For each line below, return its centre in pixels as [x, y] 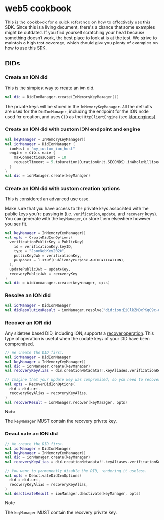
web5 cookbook [38, 9]
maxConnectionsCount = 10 [40, 158]
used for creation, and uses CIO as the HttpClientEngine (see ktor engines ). [81, 117]
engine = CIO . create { [32, 153]
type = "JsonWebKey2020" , [40, 251]
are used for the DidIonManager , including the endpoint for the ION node [77, 111]
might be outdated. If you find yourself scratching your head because [75, 32]
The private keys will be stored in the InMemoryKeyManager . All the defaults [79, 106]
